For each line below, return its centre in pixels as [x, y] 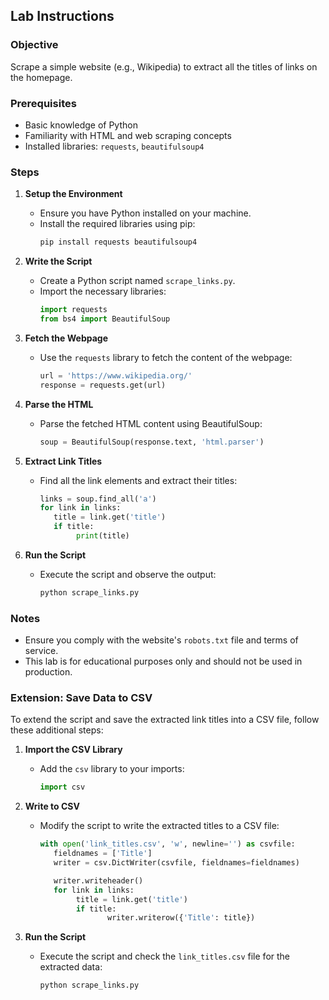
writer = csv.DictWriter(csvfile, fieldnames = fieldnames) [176, 863]
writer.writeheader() [98, 880]
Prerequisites [43, 103]
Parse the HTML [59, 404]
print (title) [102, 536]
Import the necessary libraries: [103, 291]
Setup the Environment [73, 194]
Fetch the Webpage [66, 338]
